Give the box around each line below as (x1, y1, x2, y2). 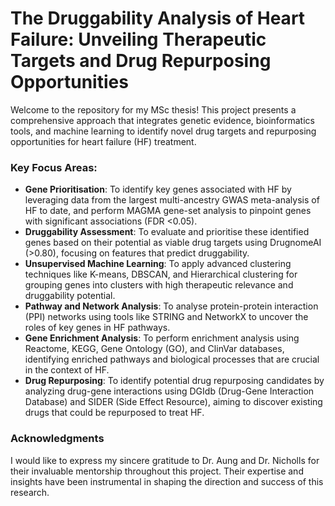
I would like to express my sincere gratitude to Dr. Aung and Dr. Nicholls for (10, 454, 320, 466)
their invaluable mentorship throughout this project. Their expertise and (10, 465, 304, 477)
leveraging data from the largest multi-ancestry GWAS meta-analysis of (24, 194, 320, 206)
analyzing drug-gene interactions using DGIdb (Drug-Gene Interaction (24, 385, 315, 397)
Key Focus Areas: (10, 160, 98, 174)
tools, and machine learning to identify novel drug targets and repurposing (10, 125, 317, 137)
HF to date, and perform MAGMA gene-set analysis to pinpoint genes (24, 205, 312, 217)
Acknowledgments (10, 432, 105, 446)
